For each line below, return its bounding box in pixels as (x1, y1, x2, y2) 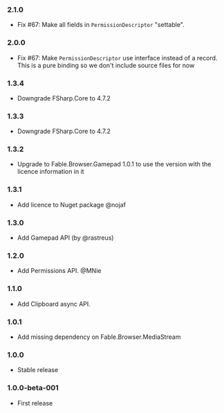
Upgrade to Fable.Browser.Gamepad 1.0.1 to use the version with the (17, 160, 212, 168)
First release (17, 398, 53, 407)
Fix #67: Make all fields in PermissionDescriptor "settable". (17, 21, 185, 29)
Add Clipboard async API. (17, 299, 91, 308)
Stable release (17, 366, 59, 374)
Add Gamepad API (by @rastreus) (17, 234, 114, 242)
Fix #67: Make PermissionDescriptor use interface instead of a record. (17, 53, 218, 62)
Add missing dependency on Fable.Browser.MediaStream (17, 333, 181, 341)
